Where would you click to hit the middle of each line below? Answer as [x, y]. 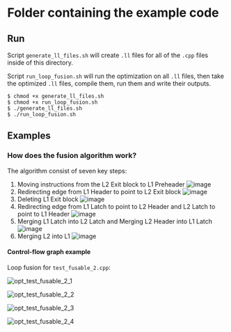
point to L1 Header [43, 214]
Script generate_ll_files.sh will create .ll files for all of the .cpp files [108, 55]
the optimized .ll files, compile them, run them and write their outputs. [109, 84]
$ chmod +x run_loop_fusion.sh [53, 102]
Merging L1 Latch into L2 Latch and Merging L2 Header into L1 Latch [115, 221]
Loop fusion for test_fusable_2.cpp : [59, 267]
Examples [29, 136]
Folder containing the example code [113, 13]
